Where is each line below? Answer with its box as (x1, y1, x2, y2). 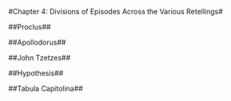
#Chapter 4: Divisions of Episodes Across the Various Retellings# (8, 7, 224, 16)
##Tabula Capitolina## (8, 84, 84, 93)
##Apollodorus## (8, 37, 66, 47)
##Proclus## (8, 22, 51, 31)
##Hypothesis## (8, 68, 64, 78)
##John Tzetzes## (8, 53, 71, 62)
